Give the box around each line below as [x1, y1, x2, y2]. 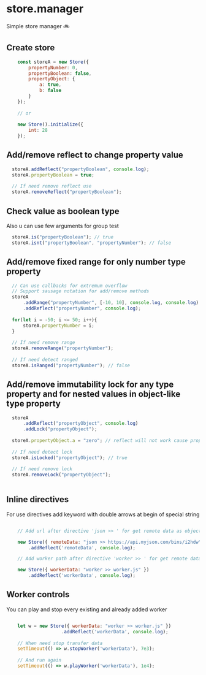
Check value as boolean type [6, 206, 120, 216]
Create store [6, 42, 55, 53]
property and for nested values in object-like [6, 389, 181, 400]
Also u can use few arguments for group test [6, 223, 120, 229]
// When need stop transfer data [17, 640, 103, 646]
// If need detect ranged [12, 356, 78, 363]
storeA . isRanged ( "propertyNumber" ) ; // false [12, 362, 131, 368]
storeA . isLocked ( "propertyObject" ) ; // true [12, 454, 128, 461]
